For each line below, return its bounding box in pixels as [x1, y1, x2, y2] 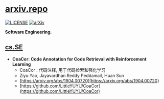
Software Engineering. [5, 29, 52, 35]
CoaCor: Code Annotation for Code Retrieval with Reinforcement [12, 56, 147, 62]
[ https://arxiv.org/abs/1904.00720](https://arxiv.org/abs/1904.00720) [19, 78, 159, 83]
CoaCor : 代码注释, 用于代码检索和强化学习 [19, 67, 106, 73]
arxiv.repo [5, 3, 48, 15]
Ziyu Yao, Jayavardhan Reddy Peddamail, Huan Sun [19, 72, 124, 79]
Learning [12, 61, 31, 67]
